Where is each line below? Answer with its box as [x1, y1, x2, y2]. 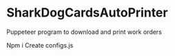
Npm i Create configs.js [6, 41, 74, 49]
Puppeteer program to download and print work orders [6, 28, 163, 36]
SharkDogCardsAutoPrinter [6, 5, 168, 21]
